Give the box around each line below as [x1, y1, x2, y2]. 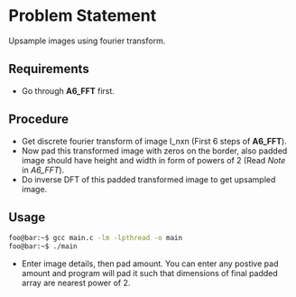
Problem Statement [8, 5, 157, 26]
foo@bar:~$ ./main [8, 242, 78, 251]
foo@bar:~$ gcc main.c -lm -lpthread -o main [8, 234, 182, 243]
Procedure [8, 112, 69, 127]
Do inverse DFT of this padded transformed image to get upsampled [21, 173, 276, 185]
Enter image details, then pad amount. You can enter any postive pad [21, 258, 279, 269]
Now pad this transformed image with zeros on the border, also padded [21, 145, 288, 156]
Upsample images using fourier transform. [8, 35, 166, 46]
